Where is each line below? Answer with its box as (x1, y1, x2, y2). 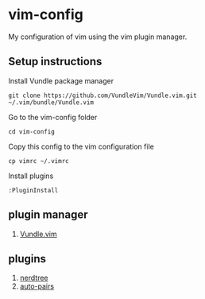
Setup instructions (8, 55, 102, 68)
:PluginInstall (8, 186, 59, 194)
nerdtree (19, 273, 48, 283)
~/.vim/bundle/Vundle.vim (8, 98, 94, 107)
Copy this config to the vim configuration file (8, 142, 155, 151)
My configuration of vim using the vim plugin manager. (8, 32, 188, 41)
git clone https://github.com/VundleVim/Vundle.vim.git (8, 91, 197, 99)
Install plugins (8, 171, 54, 181)
